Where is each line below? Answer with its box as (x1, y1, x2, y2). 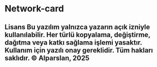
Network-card (4, 3, 64, 14)
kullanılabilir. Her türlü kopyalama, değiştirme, (4, 30, 151, 39)
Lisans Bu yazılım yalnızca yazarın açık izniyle (4, 23, 150, 31)
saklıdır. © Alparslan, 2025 (4, 54, 90, 62)
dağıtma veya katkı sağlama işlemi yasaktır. (4, 38, 142, 47)
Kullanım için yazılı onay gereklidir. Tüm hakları (4, 46, 154, 55)
